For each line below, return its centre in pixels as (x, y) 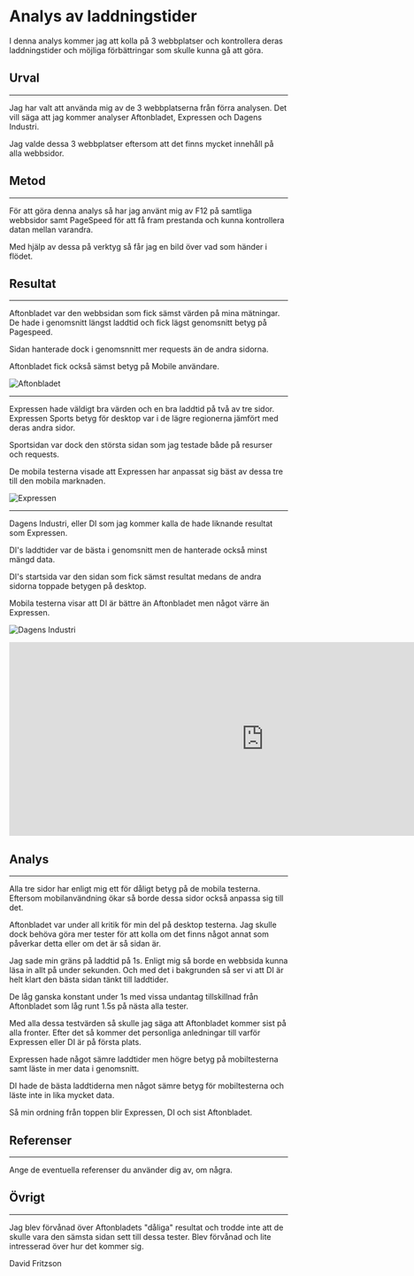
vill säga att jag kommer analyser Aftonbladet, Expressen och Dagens (136, 117)
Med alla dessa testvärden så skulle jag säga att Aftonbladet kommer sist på (148, 1024)
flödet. (21, 256)
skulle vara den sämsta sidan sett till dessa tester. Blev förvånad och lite (140, 1236)
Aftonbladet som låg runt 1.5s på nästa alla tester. (99, 1006)
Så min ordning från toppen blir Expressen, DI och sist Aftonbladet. (131, 1112)
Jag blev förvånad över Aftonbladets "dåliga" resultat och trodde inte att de (146, 1227)
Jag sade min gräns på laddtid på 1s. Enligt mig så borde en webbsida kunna (149, 961)
